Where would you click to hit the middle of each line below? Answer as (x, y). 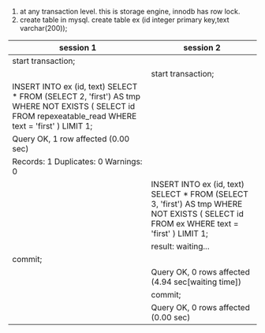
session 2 (202, 48)
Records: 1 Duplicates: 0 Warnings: (77, 161)
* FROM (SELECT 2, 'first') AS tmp (76, 96)
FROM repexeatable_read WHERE (75, 116)
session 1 (78, 48)
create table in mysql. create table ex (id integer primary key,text (125, 20)
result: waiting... (180, 246)
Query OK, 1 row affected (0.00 (71, 139)
